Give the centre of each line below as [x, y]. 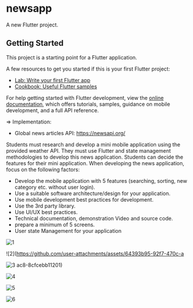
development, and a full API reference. [53, 110]
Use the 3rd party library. [45, 206]
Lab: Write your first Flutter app [53, 80]
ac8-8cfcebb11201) [40, 265]
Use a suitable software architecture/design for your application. [92, 193]
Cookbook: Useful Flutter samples [56, 86]
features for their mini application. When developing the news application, [95, 163]
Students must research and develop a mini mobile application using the [93, 144]
